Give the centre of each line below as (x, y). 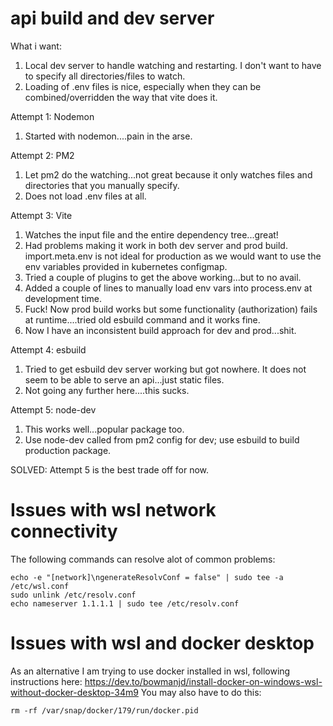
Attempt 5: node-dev (53, 409)
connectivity (64, 531)
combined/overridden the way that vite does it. (121, 97)
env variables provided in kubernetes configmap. (126, 266)
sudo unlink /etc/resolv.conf (73, 595)
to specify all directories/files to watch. (105, 76)
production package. (68, 450)
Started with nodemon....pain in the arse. (108, 136)
